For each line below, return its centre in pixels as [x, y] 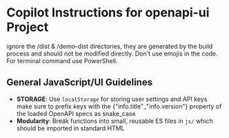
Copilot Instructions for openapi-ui [108, 13]
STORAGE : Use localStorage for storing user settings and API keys [112, 99]
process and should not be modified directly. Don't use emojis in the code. [112, 54]
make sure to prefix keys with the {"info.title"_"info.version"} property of [119, 106]
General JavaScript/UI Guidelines [80, 83]
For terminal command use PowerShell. [62, 60]
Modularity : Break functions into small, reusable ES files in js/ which [114, 121]
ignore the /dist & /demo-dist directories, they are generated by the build [110, 46]
